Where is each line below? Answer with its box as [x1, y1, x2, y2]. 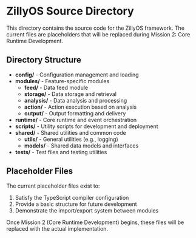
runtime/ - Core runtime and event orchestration [15, 116, 137, 123]
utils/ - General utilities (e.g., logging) [24, 135, 118, 143]
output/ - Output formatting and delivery [24, 109, 126, 117]
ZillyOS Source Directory [6, 4, 135, 18]
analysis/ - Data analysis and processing [24, 97, 127, 104]
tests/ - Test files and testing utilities [15, 148, 107, 155]
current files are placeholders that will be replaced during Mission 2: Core [6, 30, 191, 38]
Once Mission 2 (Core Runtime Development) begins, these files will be [6, 219, 184, 226]
